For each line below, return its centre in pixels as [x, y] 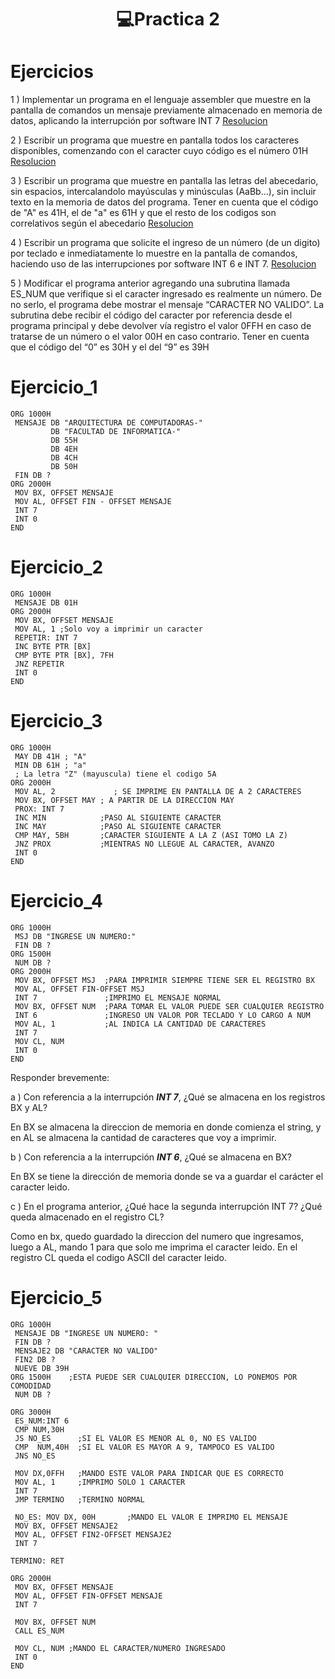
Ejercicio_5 [56, 1298]
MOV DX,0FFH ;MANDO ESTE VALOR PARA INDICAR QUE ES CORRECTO [149, 1473]
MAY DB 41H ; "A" [50, 756]
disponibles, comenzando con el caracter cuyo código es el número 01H [159, 151]
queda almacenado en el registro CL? [87, 1217]
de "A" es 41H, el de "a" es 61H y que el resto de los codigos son [143, 213]
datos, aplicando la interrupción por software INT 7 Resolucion [139, 121]
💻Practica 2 [168, 19]
